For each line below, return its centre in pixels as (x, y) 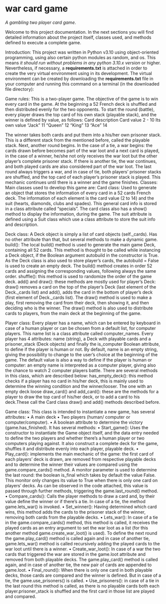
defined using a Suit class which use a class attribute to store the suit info (80, 219)
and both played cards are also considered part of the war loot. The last (79, 166)
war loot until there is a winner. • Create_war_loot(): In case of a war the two (83, 549)
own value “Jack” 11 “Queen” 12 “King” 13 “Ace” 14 (56, 125)
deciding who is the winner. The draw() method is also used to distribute (79, 308)
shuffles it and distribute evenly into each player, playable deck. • (72, 449)
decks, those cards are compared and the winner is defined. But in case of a (83, 575)
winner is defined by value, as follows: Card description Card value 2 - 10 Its (83, 120)
